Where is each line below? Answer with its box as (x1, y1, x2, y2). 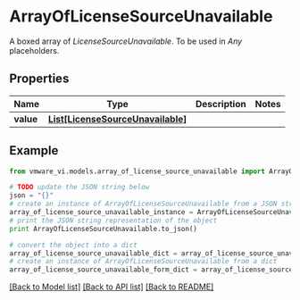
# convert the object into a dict (9, 240, 138, 249)
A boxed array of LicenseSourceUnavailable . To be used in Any (9, 36, 243, 46)
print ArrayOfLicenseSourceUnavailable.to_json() (9, 224, 198, 233)
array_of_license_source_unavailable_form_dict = (9, 265, 198, 274)
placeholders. (9, 45, 60, 55)
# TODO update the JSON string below (9, 183, 150, 192)
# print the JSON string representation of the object (9, 216, 218, 225)
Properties (9, 71, 70, 87)
